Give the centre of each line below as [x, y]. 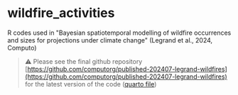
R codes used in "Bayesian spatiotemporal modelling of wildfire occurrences [119, 33]
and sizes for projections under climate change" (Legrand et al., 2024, [110, 40]
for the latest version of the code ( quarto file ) [91, 84]
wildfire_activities [61, 13]
